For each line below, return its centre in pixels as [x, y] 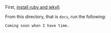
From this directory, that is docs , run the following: [55, 16]
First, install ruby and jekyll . [33, 7]
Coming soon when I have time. [37, 26]
